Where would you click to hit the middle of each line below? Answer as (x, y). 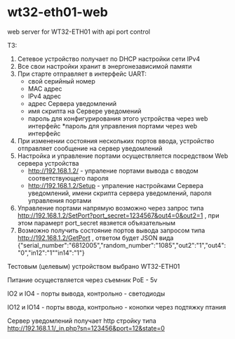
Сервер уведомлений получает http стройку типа (82, 321)
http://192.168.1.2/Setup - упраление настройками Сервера (115, 185)
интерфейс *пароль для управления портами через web (113, 126)
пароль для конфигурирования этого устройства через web (118, 118)
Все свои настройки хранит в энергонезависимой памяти (105, 66)
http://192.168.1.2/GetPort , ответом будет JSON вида (95, 238)
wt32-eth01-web (58, 12)
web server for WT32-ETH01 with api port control (79, 32)
